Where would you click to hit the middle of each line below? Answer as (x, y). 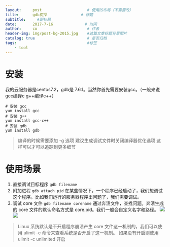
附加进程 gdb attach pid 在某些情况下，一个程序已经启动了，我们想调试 (88, 190)
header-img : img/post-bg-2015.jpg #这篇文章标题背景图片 (66, 33)
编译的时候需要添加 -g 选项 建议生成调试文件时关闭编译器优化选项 (87, 140)
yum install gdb (22, 130)
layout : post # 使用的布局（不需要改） (69, 10)
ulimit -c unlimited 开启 (42, 239)
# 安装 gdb (16, 126)
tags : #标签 (51, 43)
